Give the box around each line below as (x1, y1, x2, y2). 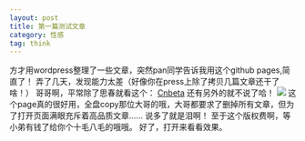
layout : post (9, 13, 59, 23)
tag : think (9, 38, 51, 48)
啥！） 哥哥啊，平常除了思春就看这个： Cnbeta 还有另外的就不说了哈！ (9, 87, 275, 98)
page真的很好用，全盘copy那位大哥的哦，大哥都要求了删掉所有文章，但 (16, 99, 287, 110)
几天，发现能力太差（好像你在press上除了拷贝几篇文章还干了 (51, 76, 280, 87)
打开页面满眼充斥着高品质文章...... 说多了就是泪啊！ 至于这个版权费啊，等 (16, 110, 291, 121)
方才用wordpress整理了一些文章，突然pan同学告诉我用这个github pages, (9, 65, 282, 76)
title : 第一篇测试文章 (9, 22, 86, 31)
